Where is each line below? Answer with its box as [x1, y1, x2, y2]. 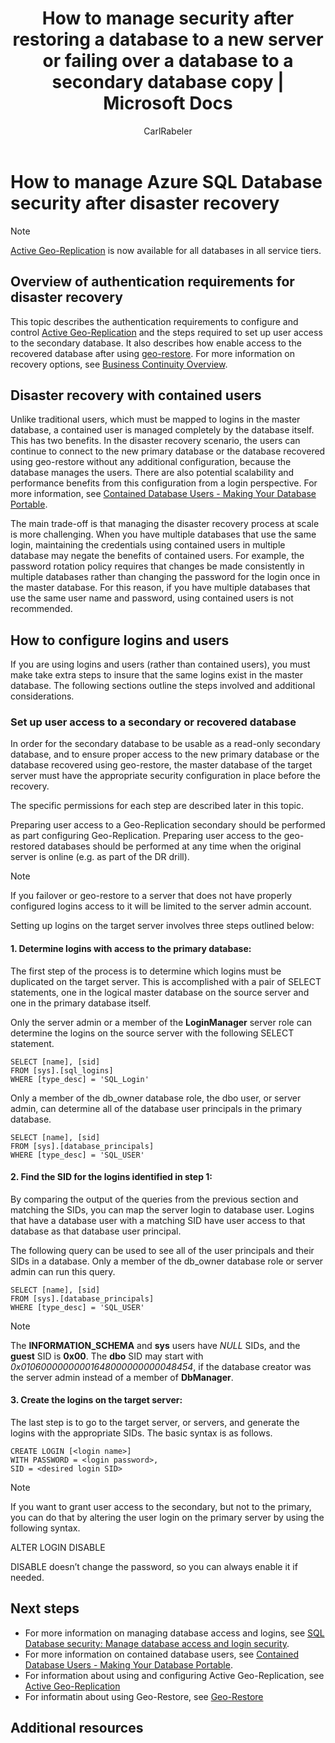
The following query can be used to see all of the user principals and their [10, 1244, 315, 1256]
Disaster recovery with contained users [10, 387, 262, 404]
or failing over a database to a [42, 50, 294, 72]
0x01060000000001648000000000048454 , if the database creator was [10, 1360, 312, 1372]
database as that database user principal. [10, 1225, 182, 1237]
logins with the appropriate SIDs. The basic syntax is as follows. [10, 1427, 273, 1439]
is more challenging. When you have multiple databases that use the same [10, 528, 317, 541]
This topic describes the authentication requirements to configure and [10, 315, 299, 327]
